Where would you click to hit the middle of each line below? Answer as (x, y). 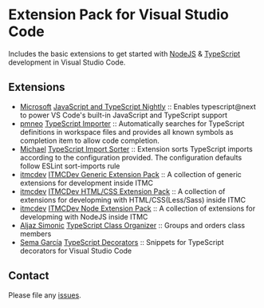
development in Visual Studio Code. (67, 62)
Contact (29, 276)
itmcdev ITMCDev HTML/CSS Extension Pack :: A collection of (122, 191)
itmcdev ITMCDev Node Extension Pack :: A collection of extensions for (138, 208)
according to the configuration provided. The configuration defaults (131, 157)
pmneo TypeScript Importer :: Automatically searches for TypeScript (132, 123)
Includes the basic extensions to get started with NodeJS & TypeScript (124, 53)
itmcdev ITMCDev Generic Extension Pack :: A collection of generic (130, 174)
